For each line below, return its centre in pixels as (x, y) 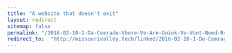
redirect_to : (26, 39)
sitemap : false (29, 26)
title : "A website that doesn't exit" (63, 13)
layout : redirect (32, 20)
